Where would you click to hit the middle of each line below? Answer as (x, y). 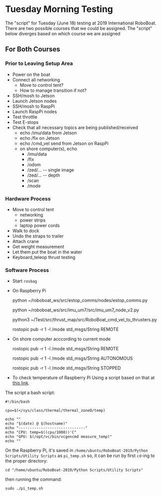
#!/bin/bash (17, 402)
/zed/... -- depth (44, 175)
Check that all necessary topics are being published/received (75, 127)
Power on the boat (31, 74)
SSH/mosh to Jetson (33, 95)
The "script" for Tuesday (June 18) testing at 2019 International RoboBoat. (81, 23)
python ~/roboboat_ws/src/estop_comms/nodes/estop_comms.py (80, 300)
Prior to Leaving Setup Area (39, 63)
